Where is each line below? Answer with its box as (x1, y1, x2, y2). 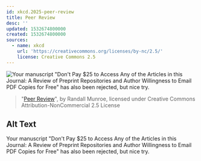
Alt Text (6, 119, 36, 130)
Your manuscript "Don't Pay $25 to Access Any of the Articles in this (6, 135, 177, 142)
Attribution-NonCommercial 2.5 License (21, 101, 121, 109)
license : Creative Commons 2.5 (17, 54, 96, 60)
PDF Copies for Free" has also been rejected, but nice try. (6, 148, 150, 155)
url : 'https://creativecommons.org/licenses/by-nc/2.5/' (17, 48, 164, 54)
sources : (6, 37, 28, 43)
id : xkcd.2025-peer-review (6, 8, 74, 15)
